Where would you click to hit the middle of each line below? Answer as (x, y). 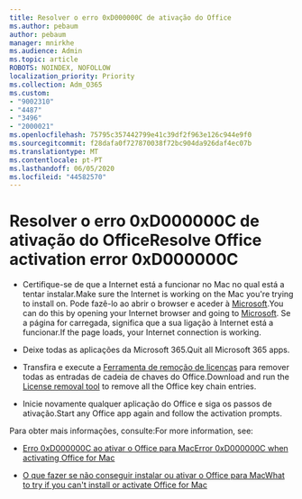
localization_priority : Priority (72, 77)
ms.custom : (30, 93)
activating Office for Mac (69, 458)
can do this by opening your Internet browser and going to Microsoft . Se (156, 313)
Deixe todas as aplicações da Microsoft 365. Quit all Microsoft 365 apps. (156, 350)
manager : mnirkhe (42, 43)
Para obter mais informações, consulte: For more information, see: (132, 431)
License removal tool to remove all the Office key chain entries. (139, 386)
